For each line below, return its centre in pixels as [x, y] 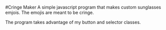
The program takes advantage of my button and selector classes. [73, 22]
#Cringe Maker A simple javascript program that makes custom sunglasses [83, 7]
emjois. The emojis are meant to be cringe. [50, 12]
